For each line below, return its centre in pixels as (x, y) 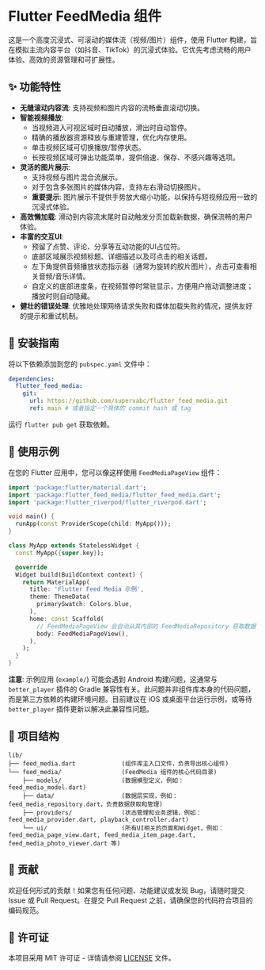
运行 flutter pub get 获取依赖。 (61, 424)
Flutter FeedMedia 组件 (85, 16)
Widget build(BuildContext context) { (79, 575)
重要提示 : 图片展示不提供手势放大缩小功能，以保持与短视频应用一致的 (144, 197)
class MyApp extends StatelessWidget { (74, 546)
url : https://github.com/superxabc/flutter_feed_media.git (128, 401)
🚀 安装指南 (34, 343)
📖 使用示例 (34, 452)
